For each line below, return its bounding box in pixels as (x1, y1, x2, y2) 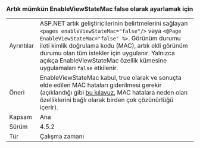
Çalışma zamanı (39, 133, 85, 141)
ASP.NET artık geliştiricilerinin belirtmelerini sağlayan (39, 20, 188, 28)
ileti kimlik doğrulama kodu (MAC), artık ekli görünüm (39, 42, 188, 50)
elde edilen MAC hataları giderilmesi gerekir (39, 81, 162, 89)
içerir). (39, 103, 58, 112)
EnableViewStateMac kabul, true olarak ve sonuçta (39, 74, 182, 82)
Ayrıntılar (9, 42, 35, 50)
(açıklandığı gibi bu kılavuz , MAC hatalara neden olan (39, 89, 188, 97)
